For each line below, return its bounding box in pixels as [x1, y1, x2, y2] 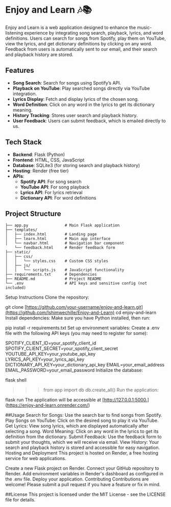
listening [5, 30, 23, 36]
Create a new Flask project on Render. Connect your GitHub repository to [5, 465, 159, 471]
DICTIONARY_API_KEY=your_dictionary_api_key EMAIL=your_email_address [5, 362, 165, 368]
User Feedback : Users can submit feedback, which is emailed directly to [12, 118, 166, 124]
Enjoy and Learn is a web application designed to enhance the [5, 24, 136, 31]
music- [137, 24, 152, 31]
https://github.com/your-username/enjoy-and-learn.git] [26, 304, 143, 310]
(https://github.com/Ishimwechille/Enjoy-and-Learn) [5, 309, 115, 316]
